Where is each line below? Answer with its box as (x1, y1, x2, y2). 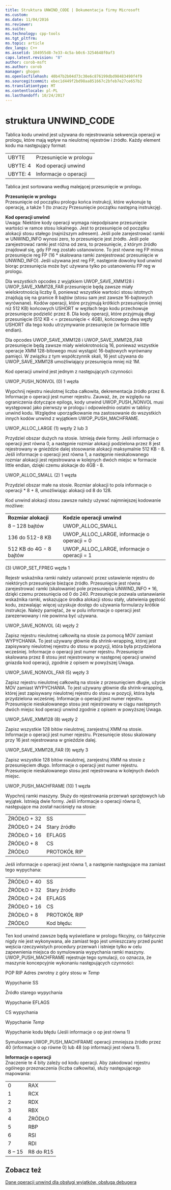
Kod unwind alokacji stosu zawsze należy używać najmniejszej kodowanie (5, 497, 161, 503)
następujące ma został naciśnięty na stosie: (5, 804, 97, 810)
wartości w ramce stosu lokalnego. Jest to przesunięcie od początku (5, 225, 150, 231)
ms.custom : (5, 12, 28, 17)
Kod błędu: (46, 920, 72, 927)
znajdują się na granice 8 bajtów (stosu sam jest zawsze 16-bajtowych (5, 294, 153, 301)
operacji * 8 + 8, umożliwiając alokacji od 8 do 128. (5, 488, 112, 494)
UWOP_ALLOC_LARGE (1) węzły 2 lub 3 (5, 425, 88, 432)
